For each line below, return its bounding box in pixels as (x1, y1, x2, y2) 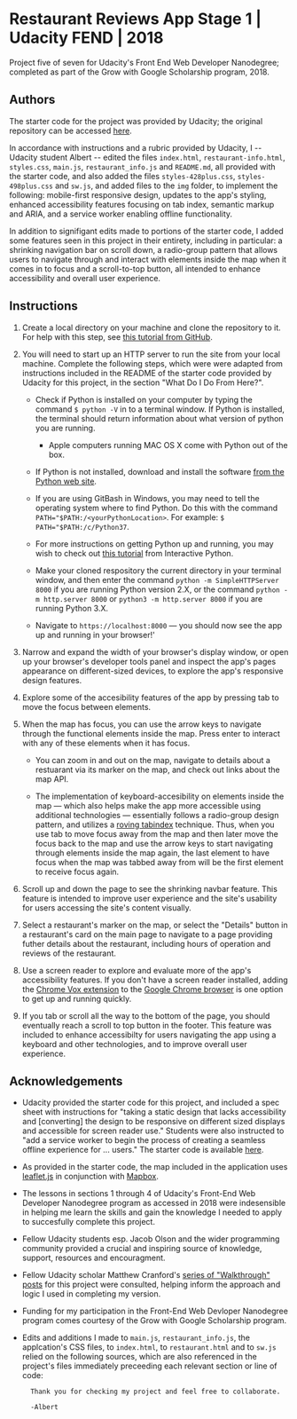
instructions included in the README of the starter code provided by (21, 367, 272, 378)
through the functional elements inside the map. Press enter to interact (21, 728, 281, 738)
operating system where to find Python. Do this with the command (35, 502, 277, 513)
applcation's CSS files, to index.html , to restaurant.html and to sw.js (21, 1342, 277, 1352)
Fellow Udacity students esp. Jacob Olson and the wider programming (21, 1234, 280, 1244)
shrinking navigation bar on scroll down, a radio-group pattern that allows (9, 244, 278, 255)
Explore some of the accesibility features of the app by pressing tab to (21, 692, 279, 703)
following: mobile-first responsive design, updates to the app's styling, (9, 189, 267, 200)
